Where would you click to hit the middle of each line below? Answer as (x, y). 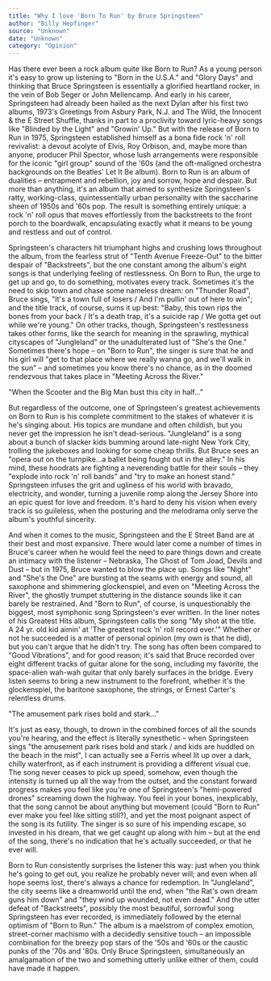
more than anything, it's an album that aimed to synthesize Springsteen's (130, 189)
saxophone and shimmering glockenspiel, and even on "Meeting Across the (134, 587)
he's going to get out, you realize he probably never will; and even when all (133, 874)
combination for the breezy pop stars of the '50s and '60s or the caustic (128, 943)
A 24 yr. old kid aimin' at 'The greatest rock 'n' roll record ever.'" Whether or (134, 629)
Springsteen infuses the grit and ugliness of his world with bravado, (121, 485)
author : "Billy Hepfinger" (54, 23)
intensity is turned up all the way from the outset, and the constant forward (133, 781)
